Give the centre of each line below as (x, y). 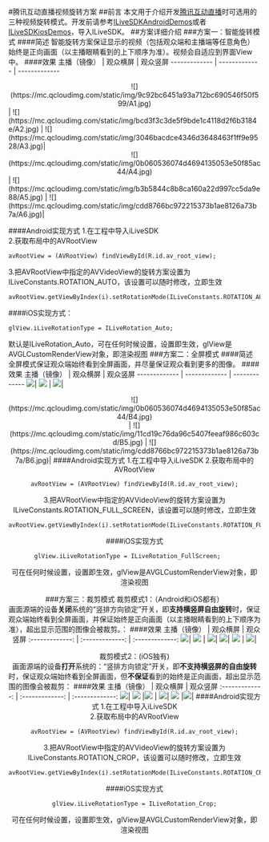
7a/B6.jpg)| (33, 460)
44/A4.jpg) (134, 172)
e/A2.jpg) (24, 129)
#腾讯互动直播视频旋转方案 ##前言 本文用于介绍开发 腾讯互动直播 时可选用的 (133, 12)
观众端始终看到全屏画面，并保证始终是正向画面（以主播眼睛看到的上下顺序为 (134, 619)
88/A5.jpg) (26, 197)
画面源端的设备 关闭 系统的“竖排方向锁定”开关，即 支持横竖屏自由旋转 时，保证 (134, 609)
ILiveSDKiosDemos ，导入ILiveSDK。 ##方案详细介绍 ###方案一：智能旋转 (131, 32)
